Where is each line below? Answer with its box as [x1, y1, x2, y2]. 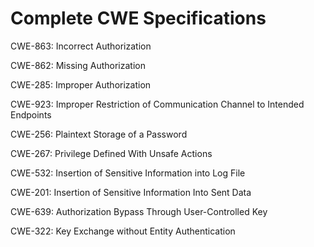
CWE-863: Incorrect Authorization [10, 40, 152, 52]
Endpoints [10, 108, 52, 121]
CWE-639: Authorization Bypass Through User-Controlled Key [10, 205, 268, 217]
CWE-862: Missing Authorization [10, 59, 146, 71]
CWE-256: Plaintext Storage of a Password [10, 128, 188, 140]
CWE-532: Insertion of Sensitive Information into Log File [10, 167, 246, 179]
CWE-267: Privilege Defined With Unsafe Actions [10, 147, 213, 159]
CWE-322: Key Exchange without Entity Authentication [10, 225, 236, 237]
